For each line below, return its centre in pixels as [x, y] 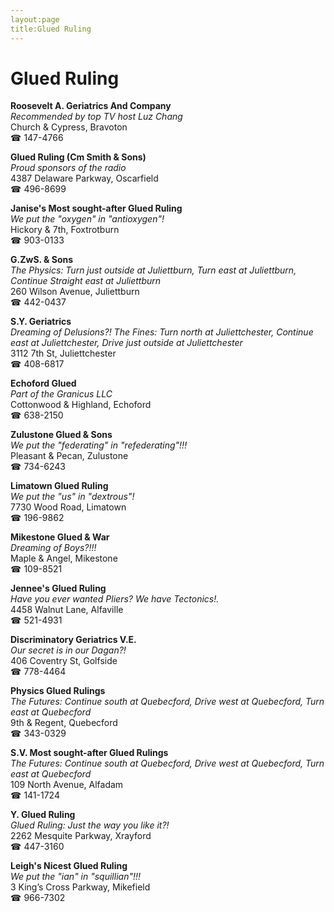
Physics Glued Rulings [58, 691]
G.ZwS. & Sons [42, 260]
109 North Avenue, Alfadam [67, 785]
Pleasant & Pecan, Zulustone [69, 456]
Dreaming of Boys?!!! [53, 548]
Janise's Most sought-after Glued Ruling [96, 208]
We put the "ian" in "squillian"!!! [76, 877]
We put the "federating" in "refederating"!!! [99, 445]
